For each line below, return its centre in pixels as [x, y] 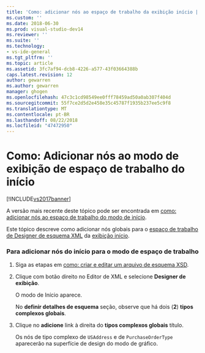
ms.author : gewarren [33, 86]
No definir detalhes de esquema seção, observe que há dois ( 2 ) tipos [104, 307]
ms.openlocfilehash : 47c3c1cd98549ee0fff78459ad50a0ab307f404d [89, 97]
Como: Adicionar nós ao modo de [93, 156]
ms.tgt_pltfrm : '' [30, 58]
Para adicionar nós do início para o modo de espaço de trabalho [102, 251]
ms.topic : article [30, 63]
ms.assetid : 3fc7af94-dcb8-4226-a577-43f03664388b [72, 69]
